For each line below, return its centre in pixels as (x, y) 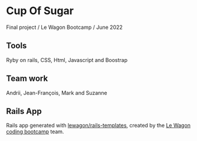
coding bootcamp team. (35, 132)
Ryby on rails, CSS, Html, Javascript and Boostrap (67, 60)
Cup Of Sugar (40, 11)
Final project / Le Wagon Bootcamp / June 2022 (64, 27)
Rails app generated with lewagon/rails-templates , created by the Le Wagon (98, 126)
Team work (27, 79)
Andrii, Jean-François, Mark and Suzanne (57, 93)
